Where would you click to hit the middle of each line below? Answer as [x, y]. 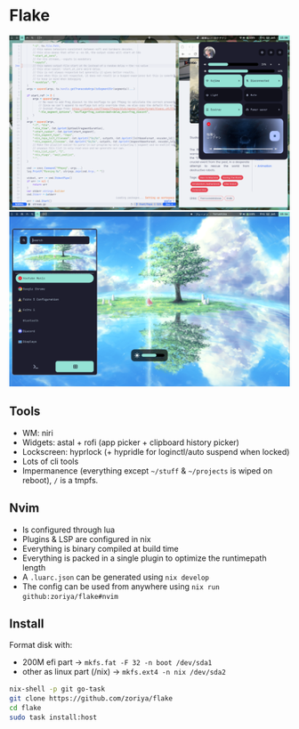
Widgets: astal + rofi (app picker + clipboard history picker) [131, 442]
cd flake [25, 709]
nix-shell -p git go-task [57, 689]
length [34, 567]
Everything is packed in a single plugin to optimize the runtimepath [144, 558]
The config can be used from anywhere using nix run [121, 586]
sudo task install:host [53, 717]
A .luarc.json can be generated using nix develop [116, 577]
